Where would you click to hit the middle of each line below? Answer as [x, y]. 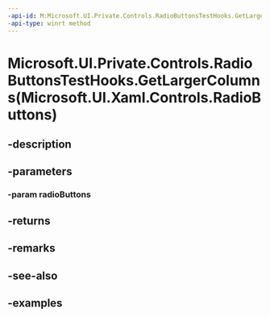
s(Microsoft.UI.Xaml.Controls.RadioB [135, 97]
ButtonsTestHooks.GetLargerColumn [134, 80]
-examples [35, 303]
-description [39, 145]
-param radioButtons [50, 194]
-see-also [33, 275]
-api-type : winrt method [49, 23]
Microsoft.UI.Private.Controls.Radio [130, 63]
